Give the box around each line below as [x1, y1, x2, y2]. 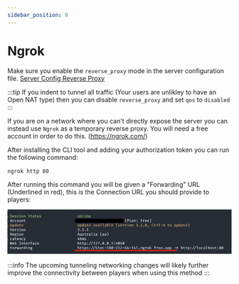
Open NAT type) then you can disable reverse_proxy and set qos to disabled [7, 95, 230, 104]
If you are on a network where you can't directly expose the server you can [7, 116, 228, 125]
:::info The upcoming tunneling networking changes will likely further [7, 261, 209, 269]
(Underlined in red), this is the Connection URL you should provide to [7, 188, 210, 197]
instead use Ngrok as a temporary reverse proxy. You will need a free [7, 124, 208, 133]
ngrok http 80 [7, 168, 50, 175]
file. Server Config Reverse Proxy [7, 74, 105, 82]
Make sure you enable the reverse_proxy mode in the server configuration [7, 66, 225, 75]
